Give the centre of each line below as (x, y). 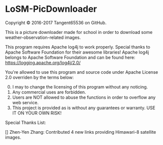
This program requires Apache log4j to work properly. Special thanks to (78, 47)
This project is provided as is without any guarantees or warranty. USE (84, 108)
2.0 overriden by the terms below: (39, 77)
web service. (25, 102)
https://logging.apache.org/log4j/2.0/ (43, 62)
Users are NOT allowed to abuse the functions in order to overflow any (84, 97)
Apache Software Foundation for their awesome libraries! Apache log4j (77, 52)
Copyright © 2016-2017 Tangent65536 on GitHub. (56, 23)
